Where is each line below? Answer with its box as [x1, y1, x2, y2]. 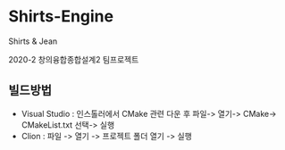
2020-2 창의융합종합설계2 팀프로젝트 [8, 54, 139, 64]
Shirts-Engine [8, 6, 113, 27]
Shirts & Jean [8, 36, 58, 46]
